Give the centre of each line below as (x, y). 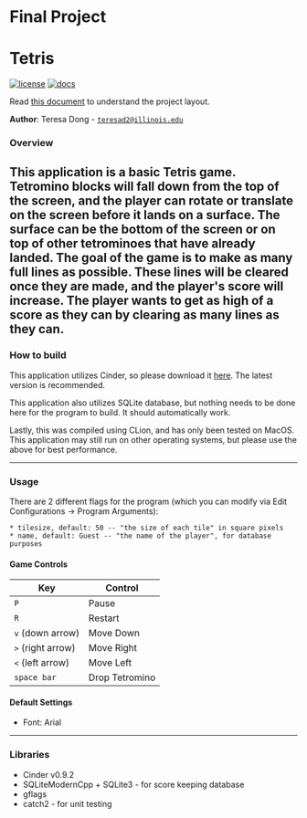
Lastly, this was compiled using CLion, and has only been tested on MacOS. (152, 430)
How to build (38, 355)
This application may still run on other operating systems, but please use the (153, 439)
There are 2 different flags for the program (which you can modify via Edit (148, 502)
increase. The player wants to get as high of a (142, 301)
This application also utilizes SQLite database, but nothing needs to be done (153, 403)
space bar (35, 678)
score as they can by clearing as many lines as (145, 315)
